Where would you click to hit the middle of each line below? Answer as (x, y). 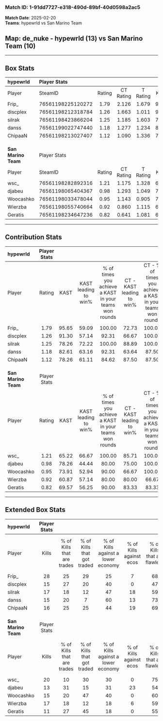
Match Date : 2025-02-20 (31, 18)
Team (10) (20, 46)
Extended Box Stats (35, 510)
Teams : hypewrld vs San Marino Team (44, 23)
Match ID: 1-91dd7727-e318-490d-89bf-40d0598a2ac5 (73, 7)
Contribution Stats (33, 237)
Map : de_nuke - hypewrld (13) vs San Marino (74, 38)
